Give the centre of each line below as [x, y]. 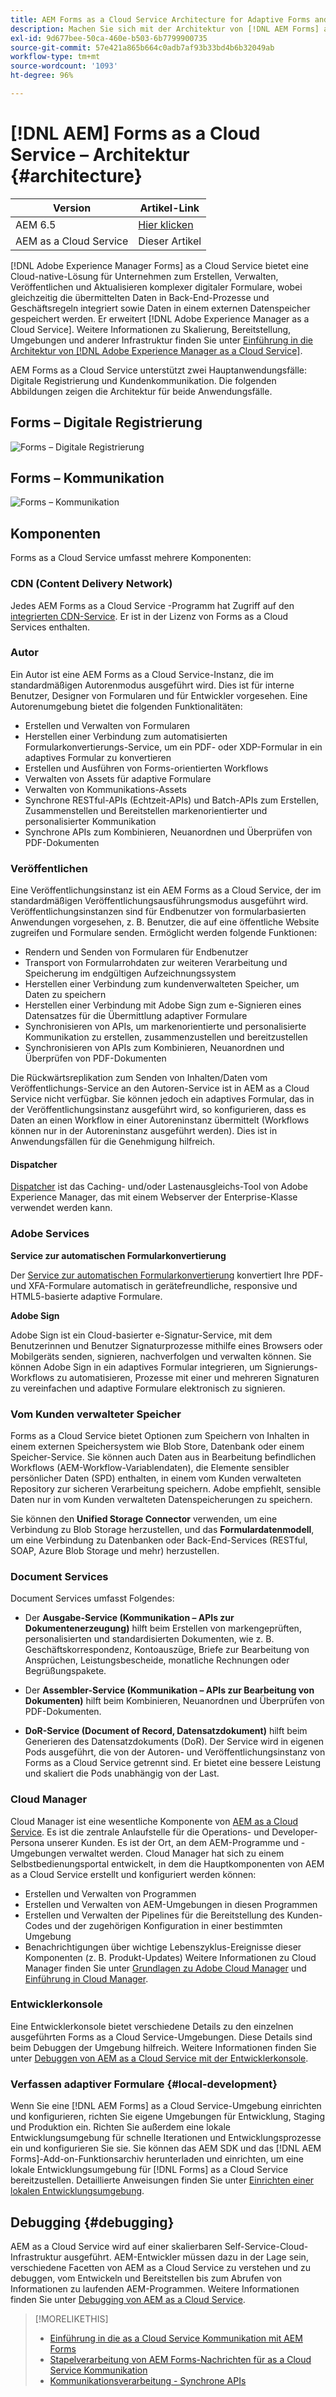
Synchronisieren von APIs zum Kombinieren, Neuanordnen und [154, 1048]
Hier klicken [166, 224]
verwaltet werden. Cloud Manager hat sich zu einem [176, 1853]
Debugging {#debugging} [92, 2222]
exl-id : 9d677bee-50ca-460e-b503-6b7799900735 [109, 38]
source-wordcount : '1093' [64, 66]
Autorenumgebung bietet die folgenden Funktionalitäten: [126, 706]
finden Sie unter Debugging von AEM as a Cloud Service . [128, 2299]
